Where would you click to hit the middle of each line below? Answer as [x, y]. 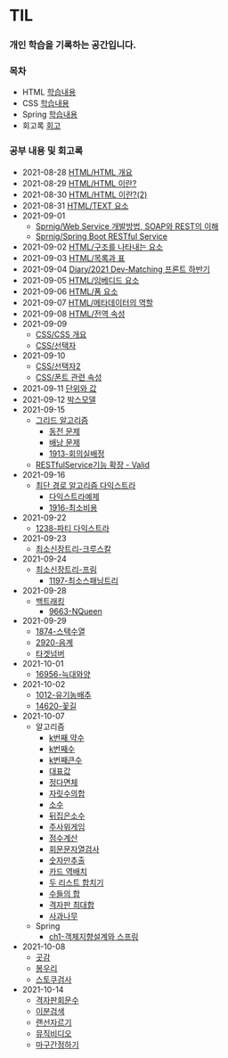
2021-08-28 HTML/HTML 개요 [77, 172]
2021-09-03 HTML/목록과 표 [73, 258]
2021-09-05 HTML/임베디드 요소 [81, 280]
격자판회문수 [57, 1000]
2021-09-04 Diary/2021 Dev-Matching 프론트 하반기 [116, 269]
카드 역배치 [68, 871]
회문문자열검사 [74, 849]
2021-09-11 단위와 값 [59, 388]
